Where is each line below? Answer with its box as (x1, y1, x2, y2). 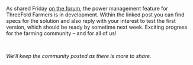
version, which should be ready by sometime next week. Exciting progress (6, 23, 188, 30)
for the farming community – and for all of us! (6, 30, 117, 37)
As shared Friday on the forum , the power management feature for (6, 5, 169, 12)
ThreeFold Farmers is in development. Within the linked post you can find (6, 11, 185, 18)
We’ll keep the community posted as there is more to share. (6, 53, 152, 59)
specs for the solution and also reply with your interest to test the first (6, 18, 176, 24)
